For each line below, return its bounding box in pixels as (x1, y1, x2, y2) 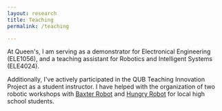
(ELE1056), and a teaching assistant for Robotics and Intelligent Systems (7, 55, 212, 63)
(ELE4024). (7, 62, 40, 71)
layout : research (7, 10, 57, 17)
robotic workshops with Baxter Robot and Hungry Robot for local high (7, 90, 205, 98)
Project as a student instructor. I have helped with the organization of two (7, 83, 216, 91)
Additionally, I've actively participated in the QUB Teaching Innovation (7, 75, 205, 84)
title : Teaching (7, 16, 54, 23)
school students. (7, 97, 54, 106)
